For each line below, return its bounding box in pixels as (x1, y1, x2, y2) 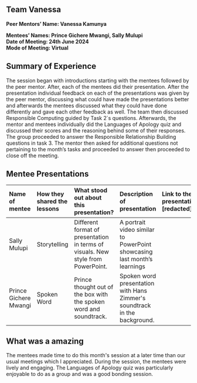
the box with (74, 291, 108, 299)
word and (74, 305, 100, 314)
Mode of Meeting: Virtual (6, 44, 69, 51)
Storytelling (36, 241, 69, 249)
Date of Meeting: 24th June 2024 (6, 38, 89, 45)
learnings (119, 262, 145, 271)
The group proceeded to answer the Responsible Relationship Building (6, 133, 176, 140)
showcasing (119, 248, 153, 256)
